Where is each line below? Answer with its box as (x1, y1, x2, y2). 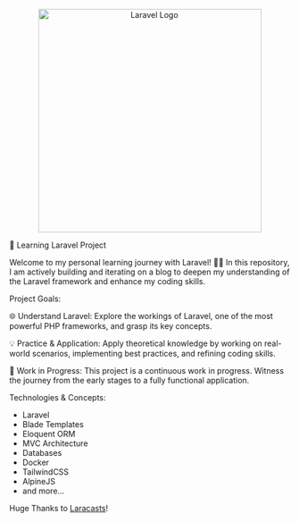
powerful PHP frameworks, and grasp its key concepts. (9, 321, 212, 331)
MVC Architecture (21, 438, 88, 449)
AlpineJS (21, 476, 56, 486)
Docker (21, 457, 50, 467)
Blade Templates (21, 419, 85, 429)
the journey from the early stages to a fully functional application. (9, 375, 250, 385)
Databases (21, 448, 62, 458)
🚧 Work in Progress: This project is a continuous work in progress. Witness (9, 366, 284, 375)
